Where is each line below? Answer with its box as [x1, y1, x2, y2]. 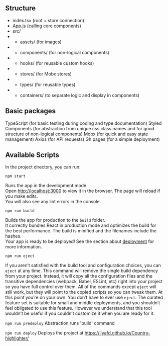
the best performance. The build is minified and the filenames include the [5, 228, 157, 234]
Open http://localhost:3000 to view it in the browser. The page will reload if [5, 188, 160, 194]
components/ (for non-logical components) [20, 49, 109, 55]
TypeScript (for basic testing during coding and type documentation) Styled [5, 120, 162, 126]
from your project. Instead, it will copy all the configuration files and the [5, 273, 153, 279]
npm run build [5, 208, 35, 213]
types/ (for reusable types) [20, 81, 76, 88]
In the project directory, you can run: [5, 164, 81, 170]
